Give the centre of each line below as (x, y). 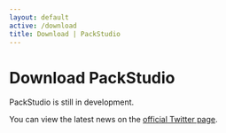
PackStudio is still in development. (72, 102)
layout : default (39, 17)
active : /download (43, 26)
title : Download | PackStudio (65, 34)
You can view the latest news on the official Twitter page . (114, 120)
